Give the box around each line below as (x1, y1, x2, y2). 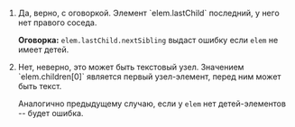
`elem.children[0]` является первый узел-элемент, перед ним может (17, 71, 281, 82)
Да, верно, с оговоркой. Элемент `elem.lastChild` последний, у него (17, 8, 280, 18)
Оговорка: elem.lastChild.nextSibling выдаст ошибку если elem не (17, 35, 279, 45)
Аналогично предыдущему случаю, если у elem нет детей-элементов (17, 98, 287, 109)
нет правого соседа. (17, 17, 97, 28)
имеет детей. (17, 44, 69, 55)
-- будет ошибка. (17, 108, 84, 118)
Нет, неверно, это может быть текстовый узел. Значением (17, 62, 244, 72)
